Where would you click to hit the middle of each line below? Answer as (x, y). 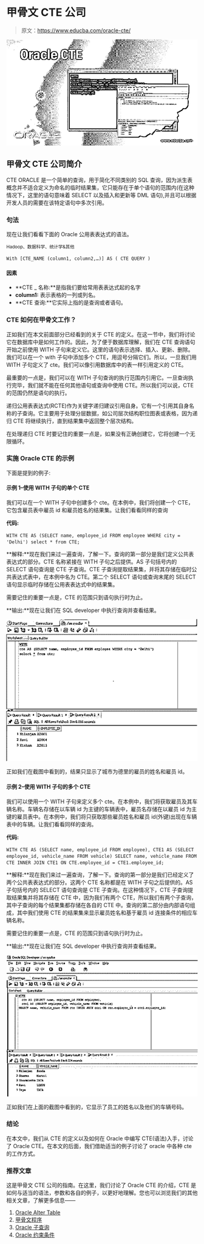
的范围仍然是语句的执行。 (38, 393)
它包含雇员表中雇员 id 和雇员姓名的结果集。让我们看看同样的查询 (87, 510)
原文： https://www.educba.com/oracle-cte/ (76, 30)
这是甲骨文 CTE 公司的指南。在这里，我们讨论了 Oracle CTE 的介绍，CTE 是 (101, 1185)
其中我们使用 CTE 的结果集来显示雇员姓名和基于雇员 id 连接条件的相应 (104, 913)
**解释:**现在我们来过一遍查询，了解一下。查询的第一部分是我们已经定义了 (100, 874)
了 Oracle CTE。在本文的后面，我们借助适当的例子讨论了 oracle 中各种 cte (99, 1146)
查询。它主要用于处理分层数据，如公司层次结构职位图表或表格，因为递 (110, 413)
